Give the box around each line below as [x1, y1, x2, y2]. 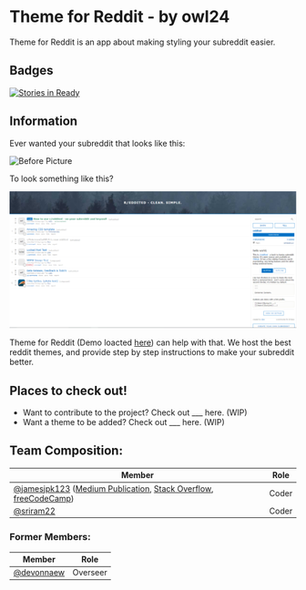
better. [9, 357, 35, 368]
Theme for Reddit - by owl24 [9, 6, 230, 27]
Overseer [72, 567, 107, 578]
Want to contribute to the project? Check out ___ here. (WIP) [22, 407, 248, 418]
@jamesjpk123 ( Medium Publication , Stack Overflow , [13, 483, 214, 493]
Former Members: [9, 531, 91, 544]
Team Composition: [9, 443, 123, 459]
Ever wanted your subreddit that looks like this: [9, 137, 186, 148]
